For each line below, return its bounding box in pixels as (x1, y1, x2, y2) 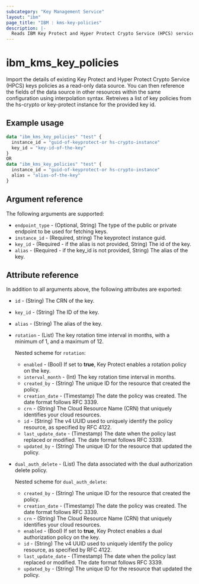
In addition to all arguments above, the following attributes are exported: (6, 285, 182, 293)
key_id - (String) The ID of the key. (14, 309, 99, 316)
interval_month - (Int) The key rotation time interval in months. (23, 374, 176, 381)
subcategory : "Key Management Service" (6, 8, 105, 15)
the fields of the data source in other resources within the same (6, 88, 161, 95)
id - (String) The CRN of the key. (14, 297, 95, 304)
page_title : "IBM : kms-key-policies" (6, 20, 102, 25)
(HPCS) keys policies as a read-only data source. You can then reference (6, 82, 185, 89)
